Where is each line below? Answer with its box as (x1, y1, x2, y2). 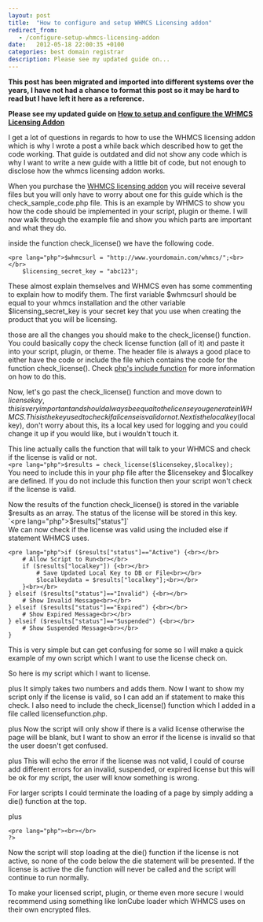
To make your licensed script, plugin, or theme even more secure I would (8, 887, 244, 898)
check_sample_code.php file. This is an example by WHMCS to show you (8, 198, 245, 207)
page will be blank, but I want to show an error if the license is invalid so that (8, 732, 256, 742)
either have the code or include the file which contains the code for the (8, 355, 238, 365)
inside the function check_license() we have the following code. (8, 238, 214, 248)
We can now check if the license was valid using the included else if (8, 524, 229, 534)
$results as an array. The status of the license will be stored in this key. (8, 508, 238, 517)
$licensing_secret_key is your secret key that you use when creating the (8, 306, 242, 316)
